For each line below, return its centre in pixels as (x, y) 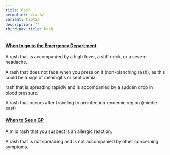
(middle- (150, 103)
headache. (17, 62)
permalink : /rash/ (25, 15)
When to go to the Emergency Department (51, 45)
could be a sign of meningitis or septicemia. (51, 78)
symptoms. (17, 147)
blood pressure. (22, 93)
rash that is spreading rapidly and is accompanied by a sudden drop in (79, 87)
